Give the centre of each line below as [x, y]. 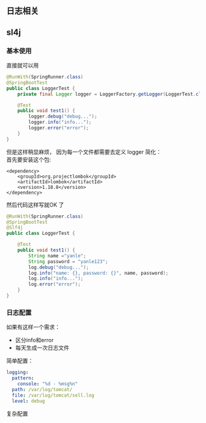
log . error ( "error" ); [55, 284]
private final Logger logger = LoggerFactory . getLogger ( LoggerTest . [107, 94]
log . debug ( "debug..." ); [59, 267]
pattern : [23, 378]
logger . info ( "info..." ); [60, 122]
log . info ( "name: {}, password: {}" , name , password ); [98, 273]
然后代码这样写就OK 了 [35, 205]
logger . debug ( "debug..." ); [63, 116]
